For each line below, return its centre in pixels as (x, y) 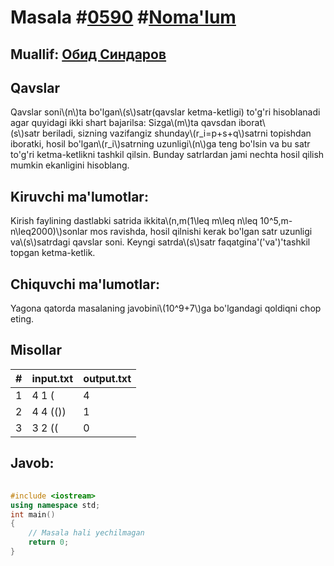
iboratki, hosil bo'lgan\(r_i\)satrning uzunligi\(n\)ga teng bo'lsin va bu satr (160, 144)
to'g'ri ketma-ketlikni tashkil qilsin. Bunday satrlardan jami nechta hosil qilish (167, 155)
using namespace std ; (55, 505)
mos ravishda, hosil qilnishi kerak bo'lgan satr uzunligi (201, 232)
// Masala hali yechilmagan (86, 533)
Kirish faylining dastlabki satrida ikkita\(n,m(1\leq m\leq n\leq (134, 221)
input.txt (52, 378)
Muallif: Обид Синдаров (88, 54)
